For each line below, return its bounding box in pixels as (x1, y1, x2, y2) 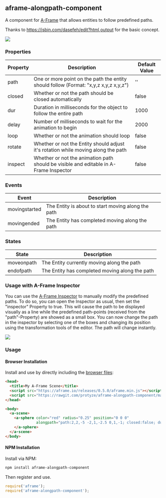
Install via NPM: (5, 456, 37, 461)
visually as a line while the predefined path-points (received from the (5, 309, 146, 315)
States (5, 238, 21, 245)
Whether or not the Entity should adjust (34, 140, 125, 147)
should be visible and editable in (34, 161, 109, 167)
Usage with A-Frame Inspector (5, 282, 81, 289)
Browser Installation (5, 358, 47, 365)
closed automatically (34, 96, 82, 103)
